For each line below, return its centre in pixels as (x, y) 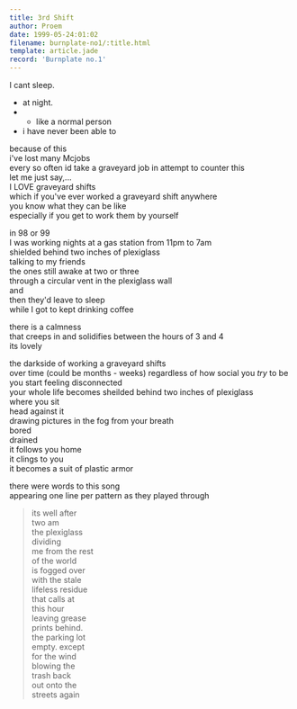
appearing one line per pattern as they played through (109, 495)
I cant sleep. (32, 85)
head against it (37, 411)
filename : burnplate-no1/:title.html (80, 43)
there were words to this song (65, 486)
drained (24, 440)
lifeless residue (59, 589)
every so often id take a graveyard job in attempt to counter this (127, 168)
